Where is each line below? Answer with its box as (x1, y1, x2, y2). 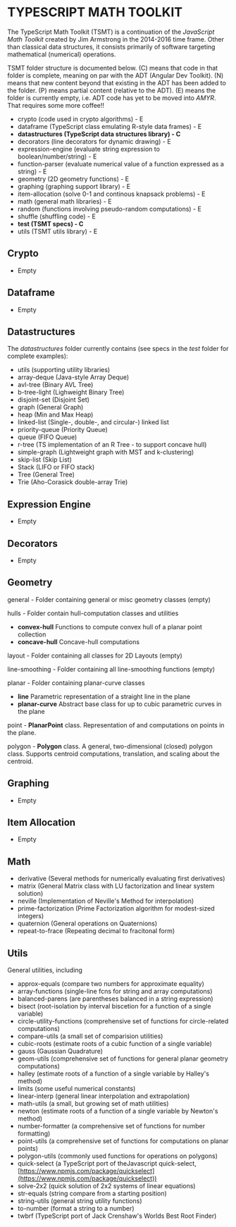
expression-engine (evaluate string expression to (17, 144, 161, 153)
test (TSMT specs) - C (17, 219, 84, 228)
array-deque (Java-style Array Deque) (17, 373, 130, 381)
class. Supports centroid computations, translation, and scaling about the (7, 749, 220, 758)
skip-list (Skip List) (17, 455, 73, 464)
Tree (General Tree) (17, 470, 75, 479)
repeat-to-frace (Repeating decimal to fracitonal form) (17, 927, 175, 935)
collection (17, 630, 46, 639)
